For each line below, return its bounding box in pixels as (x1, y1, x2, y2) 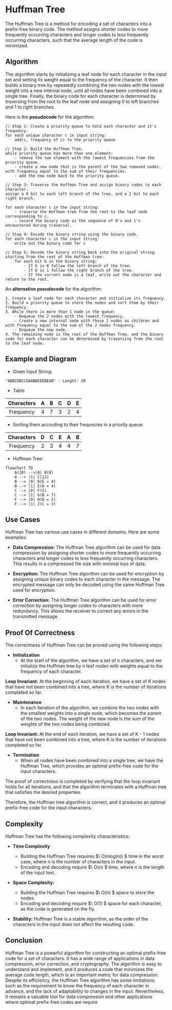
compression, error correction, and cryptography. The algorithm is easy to (5, 961, 162, 967)
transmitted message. (12, 614, 59, 620)
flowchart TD (5, 465, 33, 471)
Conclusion (5, 936, 43, 945)
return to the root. (5, 277, 50, 282)
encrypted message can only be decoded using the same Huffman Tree (12, 582, 165, 588)
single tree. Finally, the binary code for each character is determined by (5, 93, 156, 99)
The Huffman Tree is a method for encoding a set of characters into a (5, 21, 152, 27)
